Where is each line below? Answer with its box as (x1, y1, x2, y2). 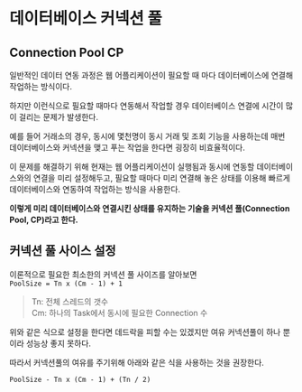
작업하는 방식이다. (9, 81, 73, 91)
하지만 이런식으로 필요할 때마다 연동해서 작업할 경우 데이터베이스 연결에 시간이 (9, 100, 284, 111)
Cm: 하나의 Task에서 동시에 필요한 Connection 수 (31, 307, 208, 318)
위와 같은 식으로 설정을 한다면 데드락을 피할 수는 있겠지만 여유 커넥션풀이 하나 (9, 326, 281, 337)
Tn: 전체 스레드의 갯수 (31, 295, 109, 307)
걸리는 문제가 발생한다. (18, 112, 99, 122)
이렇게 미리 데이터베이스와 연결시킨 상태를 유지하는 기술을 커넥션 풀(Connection (9, 203, 290, 213)
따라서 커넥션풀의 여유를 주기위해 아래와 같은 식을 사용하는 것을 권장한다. (9, 357, 264, 368)
